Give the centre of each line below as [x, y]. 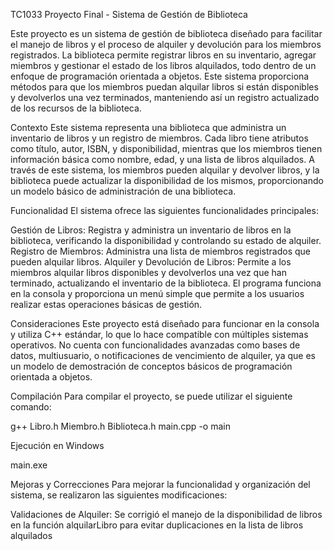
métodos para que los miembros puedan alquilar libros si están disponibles [164, 87]
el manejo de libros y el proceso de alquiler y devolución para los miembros [166, 44]
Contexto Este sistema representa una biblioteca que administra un [148, 127]
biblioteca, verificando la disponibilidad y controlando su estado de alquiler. [166, 240]
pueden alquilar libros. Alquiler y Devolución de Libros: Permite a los [151, 262]
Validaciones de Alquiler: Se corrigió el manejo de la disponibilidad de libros [166, 514]
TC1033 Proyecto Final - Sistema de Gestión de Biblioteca [129, 14]
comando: [31, 407]
